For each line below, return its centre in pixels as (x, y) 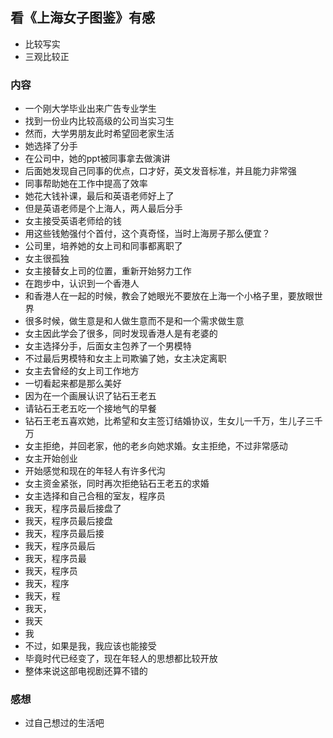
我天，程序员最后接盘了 (73, 509)
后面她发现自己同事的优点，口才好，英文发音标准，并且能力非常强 (160, 171)
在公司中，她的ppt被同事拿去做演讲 (97, 159)
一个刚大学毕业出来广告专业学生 (90, 109)
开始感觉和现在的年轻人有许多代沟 (95, 471)
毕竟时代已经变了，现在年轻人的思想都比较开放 (121, 659)
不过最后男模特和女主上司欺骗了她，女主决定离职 (125, 359)
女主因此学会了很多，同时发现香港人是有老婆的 (121, 334)
